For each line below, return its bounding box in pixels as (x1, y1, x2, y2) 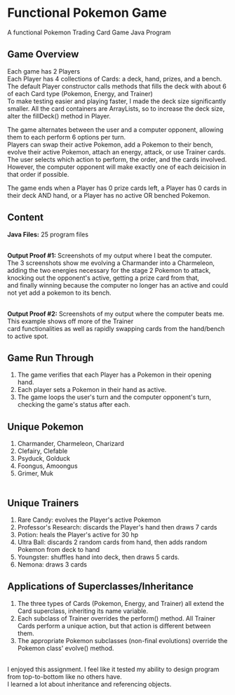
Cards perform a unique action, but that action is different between (17, 621, 211, 630)
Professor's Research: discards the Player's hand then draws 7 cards (17, 523, 217, 531)
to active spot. (7, 332, 49, 340)
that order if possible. (7, 170, 69, 178)
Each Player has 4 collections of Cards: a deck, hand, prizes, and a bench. (7, 74, 222, 83)
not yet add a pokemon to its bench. (7, 288, 112, 297)
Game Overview (7, 48, 79, 60)
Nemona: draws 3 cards (17, 560, 88, 569)
